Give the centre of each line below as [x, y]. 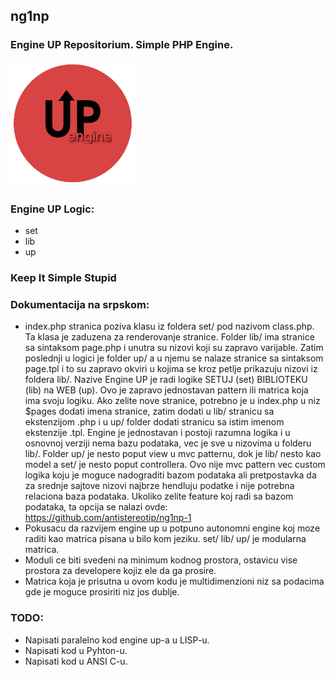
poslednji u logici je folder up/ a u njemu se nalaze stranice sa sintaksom [174, 358]
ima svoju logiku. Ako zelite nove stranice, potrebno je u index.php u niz [172, 401]
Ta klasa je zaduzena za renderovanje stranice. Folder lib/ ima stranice [169, 337]
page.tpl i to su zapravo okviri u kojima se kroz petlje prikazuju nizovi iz [171, 369]
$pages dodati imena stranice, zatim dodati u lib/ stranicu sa [149, 411]
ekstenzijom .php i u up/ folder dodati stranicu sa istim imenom [154, 422]
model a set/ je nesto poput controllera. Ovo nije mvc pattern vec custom [175, 465]
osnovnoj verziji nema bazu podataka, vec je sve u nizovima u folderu [168, 443]
